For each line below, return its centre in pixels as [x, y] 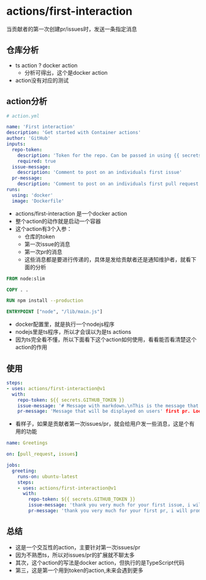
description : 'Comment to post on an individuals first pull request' [109, 184]
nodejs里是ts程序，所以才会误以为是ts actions [73, 332]
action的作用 [31, 347]
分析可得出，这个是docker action [66, 72]
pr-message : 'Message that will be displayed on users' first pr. [104, 412]
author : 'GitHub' [29, 138]
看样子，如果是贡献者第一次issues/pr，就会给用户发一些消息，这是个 [102, 424]
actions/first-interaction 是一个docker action [71, 213]
